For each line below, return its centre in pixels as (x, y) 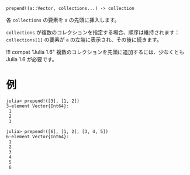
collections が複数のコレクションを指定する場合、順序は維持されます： (93, 32)
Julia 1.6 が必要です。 (32, 59)
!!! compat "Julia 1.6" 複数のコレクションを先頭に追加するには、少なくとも (95, 52)
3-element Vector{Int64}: (37, 106)
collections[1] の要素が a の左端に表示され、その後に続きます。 (84, 40)
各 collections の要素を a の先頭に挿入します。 (63, 20)
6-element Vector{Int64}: (37, 136)
